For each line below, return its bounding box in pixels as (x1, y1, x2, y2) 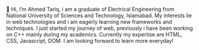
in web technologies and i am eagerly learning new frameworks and (6, 18, 172, 25)
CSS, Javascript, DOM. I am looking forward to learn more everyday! (6, 37, 174, 44)
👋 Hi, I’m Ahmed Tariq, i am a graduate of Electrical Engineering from (6, 6, 175, 12)
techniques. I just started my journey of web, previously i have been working (6, 24, 193, 32)
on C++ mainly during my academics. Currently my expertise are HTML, (6, 31, 182, 38)
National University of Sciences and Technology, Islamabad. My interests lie (6, 12, 192, 19)
